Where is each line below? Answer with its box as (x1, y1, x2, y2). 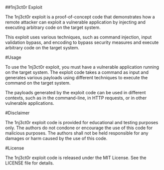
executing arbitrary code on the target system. (5, 24, 101, 30)
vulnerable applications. (5, 100, 55, 106)
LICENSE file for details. (5, 160, 54, 166)
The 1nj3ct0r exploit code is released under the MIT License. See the (5, 155, 147, 161)
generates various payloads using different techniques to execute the (5, 75, 148, 80)
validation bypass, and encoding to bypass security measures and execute (5, 39, 159, 45)
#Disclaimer (5, 110, 30, 116)
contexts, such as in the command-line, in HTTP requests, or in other (5, 95, 147, 101)
